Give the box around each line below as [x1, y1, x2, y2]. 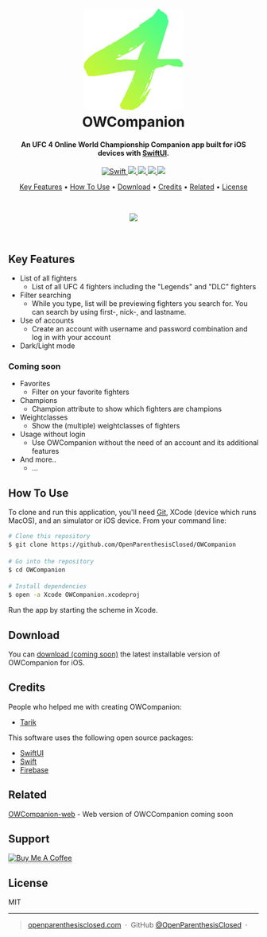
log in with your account [31, 333, 111, 343]
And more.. [19, 455, 57, 464]
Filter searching [19, 290, 72, 300]
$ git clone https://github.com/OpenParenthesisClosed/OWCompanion [8, 540, 237, 549]
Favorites [19, 379, 51, 389]
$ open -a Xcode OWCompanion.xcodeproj [8, 591, 141, 599]
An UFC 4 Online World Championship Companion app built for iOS [21, 139, 246, 149]
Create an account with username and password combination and [31, 324, 248, 334]
